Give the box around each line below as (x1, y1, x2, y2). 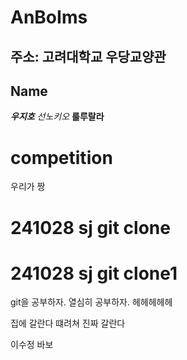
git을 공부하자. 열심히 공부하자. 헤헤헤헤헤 (10, 296, 173, 308)
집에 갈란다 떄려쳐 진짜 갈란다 (10, 317, 126, 330)
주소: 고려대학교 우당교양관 (10, 48, 167, 65)
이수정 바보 (10, 339, 54, 351)
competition (10, 146, 113, 169)
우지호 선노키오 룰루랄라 (10, 111, 105, 123)
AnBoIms (10, 6, 88, 29)
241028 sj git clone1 (10, 262, 178, 285)
